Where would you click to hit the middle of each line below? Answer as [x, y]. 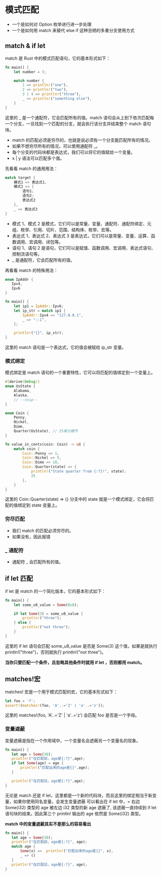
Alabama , [22, 391]
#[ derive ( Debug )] [22, 382]
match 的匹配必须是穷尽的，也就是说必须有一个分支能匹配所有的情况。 [82, 140]
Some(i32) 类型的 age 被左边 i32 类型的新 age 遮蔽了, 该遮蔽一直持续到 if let [81, 807]
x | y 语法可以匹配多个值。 [38, 158]
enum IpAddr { [19, 279]
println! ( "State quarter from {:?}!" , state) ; [79, 471]
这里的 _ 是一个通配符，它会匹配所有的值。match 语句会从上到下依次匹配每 [80, 117]
